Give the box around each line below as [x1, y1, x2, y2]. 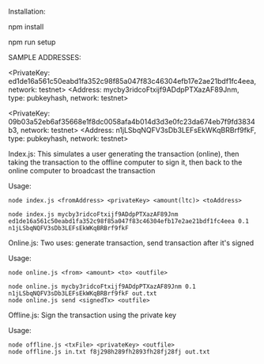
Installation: [8, 7, 46, 16]
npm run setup [8, 37, 56, 47]
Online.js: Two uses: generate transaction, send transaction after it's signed [8, 238, 255, 248]
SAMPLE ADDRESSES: [8, 53, 81, 62]
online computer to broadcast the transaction [8, 166, 156, 175]
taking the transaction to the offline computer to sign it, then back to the [8, 157, 243, 167]
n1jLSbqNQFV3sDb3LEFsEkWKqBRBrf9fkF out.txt [8, 290, 157, 298]
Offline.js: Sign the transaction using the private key [8, 310, 176, 320]
